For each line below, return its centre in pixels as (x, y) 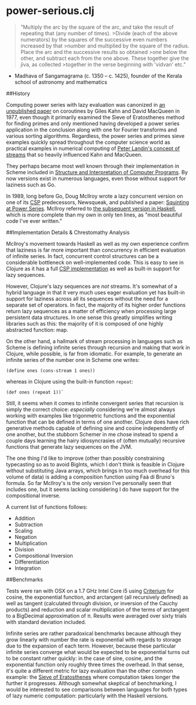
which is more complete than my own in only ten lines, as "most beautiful (94, 215)
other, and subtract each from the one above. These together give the (104, 58)
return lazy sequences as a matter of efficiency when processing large (91, 311)
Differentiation (32, 562)
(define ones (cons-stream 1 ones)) (51, 371)
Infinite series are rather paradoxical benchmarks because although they (94, 633)
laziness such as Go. (31, 184)
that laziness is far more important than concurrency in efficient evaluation (96, 250)
